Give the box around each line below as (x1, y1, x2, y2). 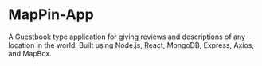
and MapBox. (8, 49, 52, 58)
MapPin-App (8, 6, 94, 24)
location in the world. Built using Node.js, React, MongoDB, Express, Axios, (8, 40, 255, 49)
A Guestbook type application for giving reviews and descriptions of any (8, 32, 245, 41)
